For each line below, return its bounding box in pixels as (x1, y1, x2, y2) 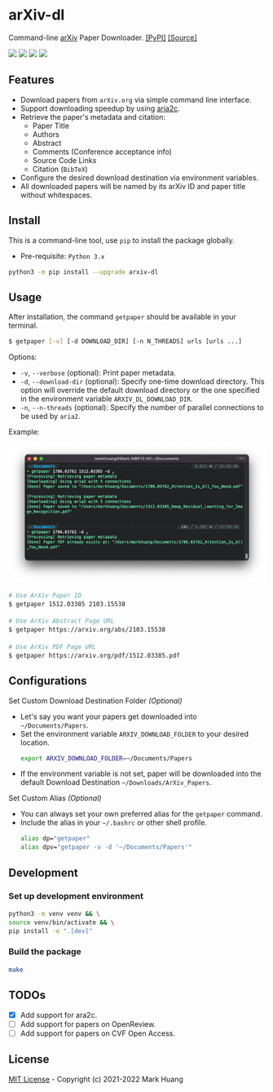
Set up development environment (8, 890, 144, 901)
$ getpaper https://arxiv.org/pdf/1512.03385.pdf (8, 651, 181, 659)
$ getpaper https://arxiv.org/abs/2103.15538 (8, 626, 165, 634)
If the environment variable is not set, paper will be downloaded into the (20, 768, 262, 779)
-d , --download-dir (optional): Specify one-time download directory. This (20, 376, 265, 386)
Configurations (8, 674, 87, 688)
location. (20, 738, 51, 747)
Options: (8, 352, 37, 362)
